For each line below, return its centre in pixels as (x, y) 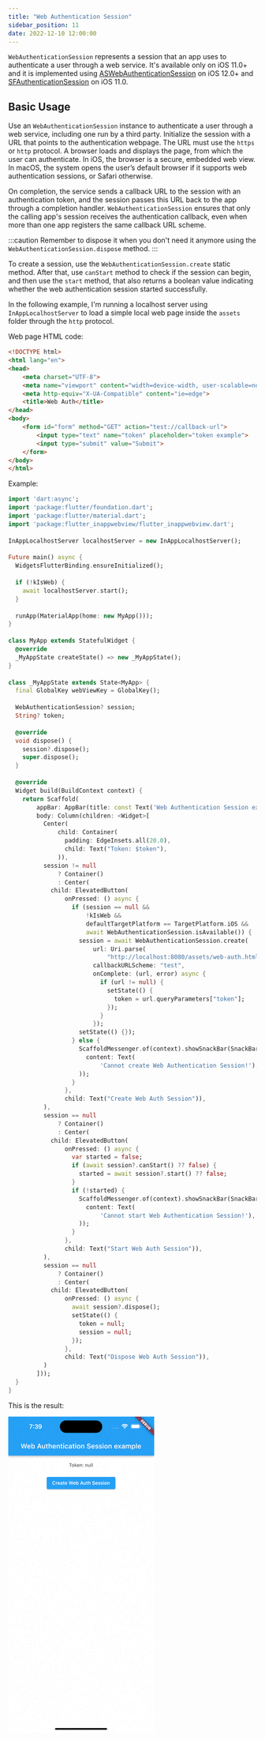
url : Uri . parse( (119, 949)
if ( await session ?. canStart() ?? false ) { (144, 1166)
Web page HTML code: (46, 336)
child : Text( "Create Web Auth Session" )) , (135, 1099)
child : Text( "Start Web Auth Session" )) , (133, 1249)
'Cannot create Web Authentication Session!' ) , (179, 1065)
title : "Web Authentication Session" (70, 17)
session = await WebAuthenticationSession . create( (163, 941)
